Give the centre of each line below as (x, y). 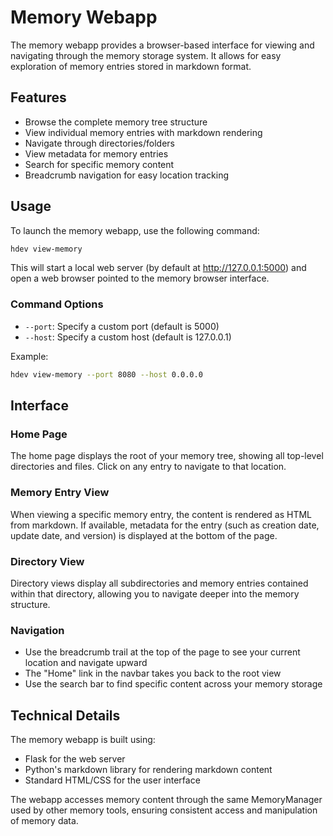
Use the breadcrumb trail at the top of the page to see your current (162, 652)
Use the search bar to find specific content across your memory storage (173, 684)
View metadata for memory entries (96, 153)
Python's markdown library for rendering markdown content (148, 769)
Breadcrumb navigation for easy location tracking (126, 175)
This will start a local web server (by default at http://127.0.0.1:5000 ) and (158, 268)
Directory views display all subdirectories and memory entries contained (159, 583)
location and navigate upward (86, 663)
